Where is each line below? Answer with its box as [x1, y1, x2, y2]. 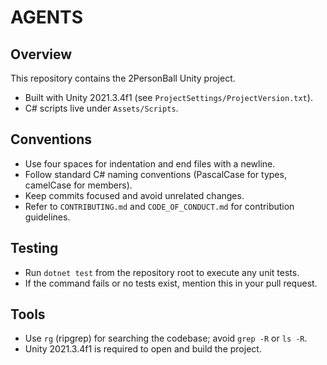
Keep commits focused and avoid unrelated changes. [24, 189, 245, 201]
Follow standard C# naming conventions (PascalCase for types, [24, 168, 287, 180]
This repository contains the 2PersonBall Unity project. [10, 72, 236, 84]
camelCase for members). [24, 179, 133, 191]
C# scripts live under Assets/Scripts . [24, 102, 179, 114]
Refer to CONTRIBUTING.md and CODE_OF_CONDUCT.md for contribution [24, 200, 295, 212]
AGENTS [10, 6, 83, 29]
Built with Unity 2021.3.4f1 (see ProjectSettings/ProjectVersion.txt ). [24, 92, 313, 103]
